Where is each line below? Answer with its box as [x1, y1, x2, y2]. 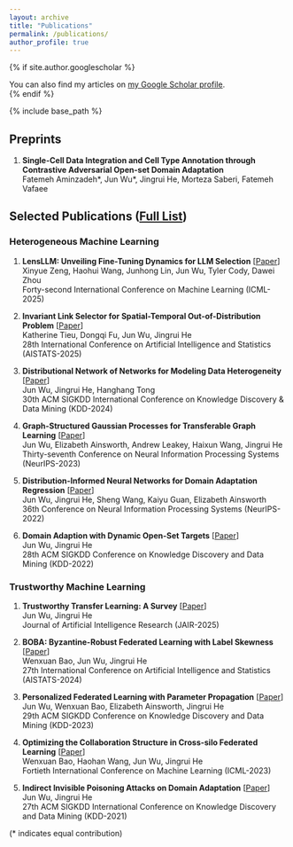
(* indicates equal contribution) [9, 828, 123, 839]
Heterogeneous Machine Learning [9, 236, 159, 248]
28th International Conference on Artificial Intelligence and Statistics [21, 339, 272, 349]
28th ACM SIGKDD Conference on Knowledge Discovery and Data [21, 549, 264, 560]
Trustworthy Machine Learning [9, 580, 146, 592]
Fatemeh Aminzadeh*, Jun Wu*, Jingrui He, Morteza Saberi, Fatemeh [21, 174, 274, 184]
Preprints [9, 131, 62, 146]
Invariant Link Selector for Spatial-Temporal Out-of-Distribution [21, 310, 261, 321]
